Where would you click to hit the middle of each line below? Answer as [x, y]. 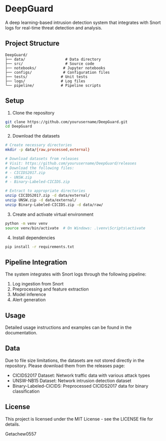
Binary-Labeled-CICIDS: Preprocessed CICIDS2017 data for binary [80, 386]
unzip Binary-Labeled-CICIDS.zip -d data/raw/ [54, 205]
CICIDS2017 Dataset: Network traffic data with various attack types [81, 375]
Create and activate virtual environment [53, 214]
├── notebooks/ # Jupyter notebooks [55, 68]
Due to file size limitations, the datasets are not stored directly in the [75, 360]
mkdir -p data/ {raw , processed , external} [48, 150]
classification [26, 391]
